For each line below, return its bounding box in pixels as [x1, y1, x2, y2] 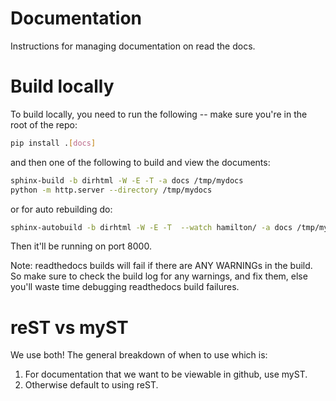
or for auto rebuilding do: [10, 203, 113, 215]
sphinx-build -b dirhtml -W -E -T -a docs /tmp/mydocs [10, 175, 244, 186]
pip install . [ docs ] [10, 138, 97, 148]
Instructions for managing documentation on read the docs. [10, 40, 256, 52]
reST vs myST [10, 316, 129, 339]
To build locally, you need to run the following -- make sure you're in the [10, 108, 308, 120]
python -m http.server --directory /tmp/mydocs [10, 185, 213, 195]
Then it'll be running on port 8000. [10, 240, 152, 252]
